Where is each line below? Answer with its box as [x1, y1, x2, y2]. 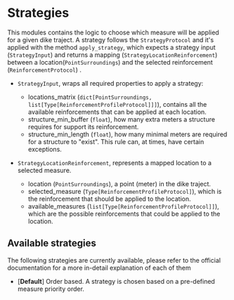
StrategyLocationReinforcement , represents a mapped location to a [17, 158, 212, 167]
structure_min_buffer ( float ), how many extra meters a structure [27, 115, 216, 124]
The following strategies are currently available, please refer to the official [7, 256, 221, 264]
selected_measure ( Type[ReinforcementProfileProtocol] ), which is [27, 187, 222, 195]
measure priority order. [17, 285, 84, 293]
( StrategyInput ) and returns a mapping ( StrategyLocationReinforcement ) [7, 51, 218, 59]
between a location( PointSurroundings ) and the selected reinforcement [7, 58, 213, 66]
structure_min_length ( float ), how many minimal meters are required [27, 130, 228, 138]
